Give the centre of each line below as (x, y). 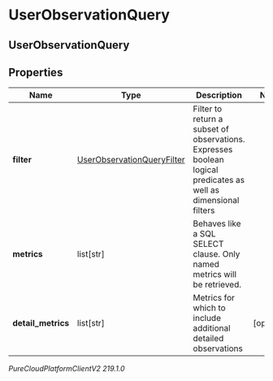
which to (209, 308)
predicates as (219, 180)
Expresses (213, 149)
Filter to (208, 109)
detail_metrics (41, 323)
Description (219, 95)
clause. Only (217, 254)
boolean (209, 160)
